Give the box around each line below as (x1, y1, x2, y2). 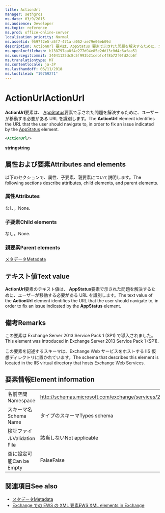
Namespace (7, 397, 36, 404)
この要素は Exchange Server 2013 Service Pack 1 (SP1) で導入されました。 (5, 333, 156, 339)
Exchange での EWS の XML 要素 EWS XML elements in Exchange (12, 502, 145, 508)
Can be (12, 457, 29, 464)
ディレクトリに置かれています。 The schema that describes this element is (9, 354, 159, 360)
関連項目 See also (5, 482, 58, 490)
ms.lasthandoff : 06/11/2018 (5, 67, 63, 72)
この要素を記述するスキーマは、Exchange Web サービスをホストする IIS (5, 348, 151, 354)
